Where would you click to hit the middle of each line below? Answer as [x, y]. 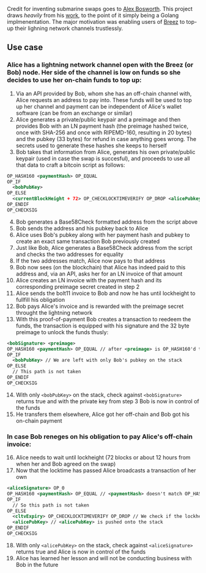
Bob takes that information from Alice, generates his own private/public [105, 151]
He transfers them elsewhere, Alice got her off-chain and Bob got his [103, 414]
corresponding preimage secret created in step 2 [78, 286]
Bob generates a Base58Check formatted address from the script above [107, 222]
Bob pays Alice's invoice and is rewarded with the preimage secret [100, 306]
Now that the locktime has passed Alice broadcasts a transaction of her [106, 470]
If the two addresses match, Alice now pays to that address [90, 261]
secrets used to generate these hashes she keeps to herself [91, 145]
